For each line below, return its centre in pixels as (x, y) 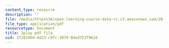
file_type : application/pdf (35, 24)
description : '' (22, 14)
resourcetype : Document (30, 28)
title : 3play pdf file (29, 33)
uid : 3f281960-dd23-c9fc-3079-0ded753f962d (52, 38)
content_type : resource (30, 10)
